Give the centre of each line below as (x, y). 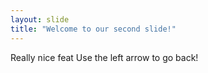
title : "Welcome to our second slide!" (93, 29)
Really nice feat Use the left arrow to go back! (104, 57)
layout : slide (40, 19)
